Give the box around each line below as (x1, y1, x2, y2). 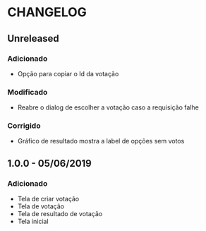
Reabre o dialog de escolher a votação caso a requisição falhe (17, 103, 199, 112)
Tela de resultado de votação (17, 210, 103, 218)
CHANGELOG (7, 4, 87, 20)
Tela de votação (17, 202, 65, 211)
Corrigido (7, 121, 41, 131)
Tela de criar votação (17, 195, 80, 203)
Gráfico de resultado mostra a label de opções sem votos (17, 137, 185, 146)
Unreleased (7, 32, 60, 45)
